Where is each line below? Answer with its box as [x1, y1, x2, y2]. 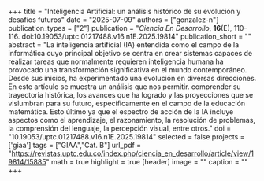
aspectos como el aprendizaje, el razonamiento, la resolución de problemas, [8, 116, 256, 124]
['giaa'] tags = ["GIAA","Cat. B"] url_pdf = [8, 141, 142, 150]
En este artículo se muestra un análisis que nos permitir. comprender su [8, 82, 242, 91]
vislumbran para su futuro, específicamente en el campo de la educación [8, 98, 246, 108]
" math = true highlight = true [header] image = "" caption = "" [46, 157, 248, 166]
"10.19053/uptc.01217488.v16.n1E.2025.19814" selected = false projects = [8, 132, 245, 141]
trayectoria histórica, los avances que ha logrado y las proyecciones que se [8, 90, 254, 99]
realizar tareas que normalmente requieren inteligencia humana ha [8, 57, 224, 66]
